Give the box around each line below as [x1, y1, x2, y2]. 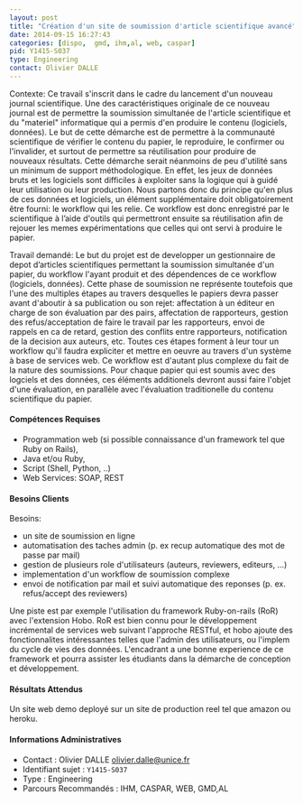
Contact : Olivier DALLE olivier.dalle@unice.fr [22, 754, 190, 765]
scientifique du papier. [9, 393, 93, 404]
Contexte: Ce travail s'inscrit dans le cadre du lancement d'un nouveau [9, 88, 273, 99]
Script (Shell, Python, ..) [22, 463, 111, 474]
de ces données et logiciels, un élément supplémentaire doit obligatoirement [9, 193, 294, 204]
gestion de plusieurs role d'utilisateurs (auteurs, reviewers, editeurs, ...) [22, 559, 288, 570]
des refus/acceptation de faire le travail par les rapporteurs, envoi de [9, 317, 265, 328]
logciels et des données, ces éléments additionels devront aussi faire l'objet [9, 374, 291, 384]
